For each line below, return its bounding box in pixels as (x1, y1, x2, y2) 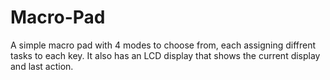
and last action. (10, 60, 74, 72)
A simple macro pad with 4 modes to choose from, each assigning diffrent (10, 39, 317, 51)
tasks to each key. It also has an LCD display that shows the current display (10, 49, 321, 61)
